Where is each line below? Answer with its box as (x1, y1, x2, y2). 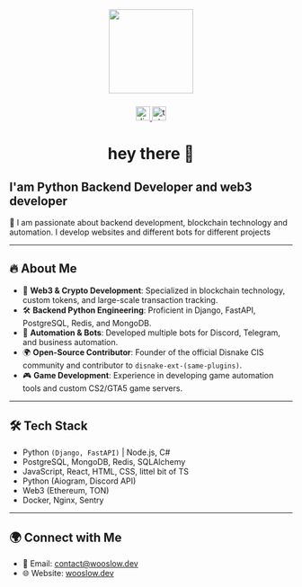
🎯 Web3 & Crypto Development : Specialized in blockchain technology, (22, 285, 286, 296)
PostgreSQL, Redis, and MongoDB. (22, 317, 152, 328)
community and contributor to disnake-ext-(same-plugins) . (22, 360, 243, 370)
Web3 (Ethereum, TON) (22, 485, 110, 495)
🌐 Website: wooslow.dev (22, 568, 114, 579)
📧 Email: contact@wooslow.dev (22, 558, 139, 569)
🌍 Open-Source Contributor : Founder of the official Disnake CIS (22, 346, 264, 358)
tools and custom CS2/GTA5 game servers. (22, 382, 182, 394)
